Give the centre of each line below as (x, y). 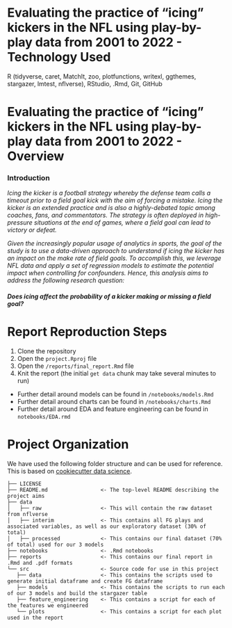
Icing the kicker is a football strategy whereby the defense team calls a (109, 193)
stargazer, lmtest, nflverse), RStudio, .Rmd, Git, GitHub (85, 83)
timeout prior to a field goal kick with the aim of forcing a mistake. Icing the (115, 200)
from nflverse (28, 514)
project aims (26, 496)
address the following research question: (66, 280)
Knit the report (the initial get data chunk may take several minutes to (117, 373)
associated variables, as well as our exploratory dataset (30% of (107, 526)
